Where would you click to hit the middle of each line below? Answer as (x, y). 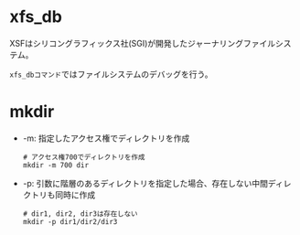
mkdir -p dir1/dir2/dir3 (70, 221)
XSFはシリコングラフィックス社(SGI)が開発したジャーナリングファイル (143, 43)
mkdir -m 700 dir (56, 165)
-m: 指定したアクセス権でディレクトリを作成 (106, 138)
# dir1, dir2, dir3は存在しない (80, 214)
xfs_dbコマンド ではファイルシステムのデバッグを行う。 (111, 74)
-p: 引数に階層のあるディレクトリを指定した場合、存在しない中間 (145, 183)
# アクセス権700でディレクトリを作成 (84, 157)
